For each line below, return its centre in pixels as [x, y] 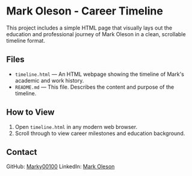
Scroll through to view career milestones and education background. [100, 133]
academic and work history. [49, 80]
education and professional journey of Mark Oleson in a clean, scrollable [96, 34]
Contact [22, 152]
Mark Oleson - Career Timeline [85, 11]
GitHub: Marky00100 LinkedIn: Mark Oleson [60, 166]
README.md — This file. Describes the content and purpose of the [94, 87]
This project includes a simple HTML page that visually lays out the [89, 28]
